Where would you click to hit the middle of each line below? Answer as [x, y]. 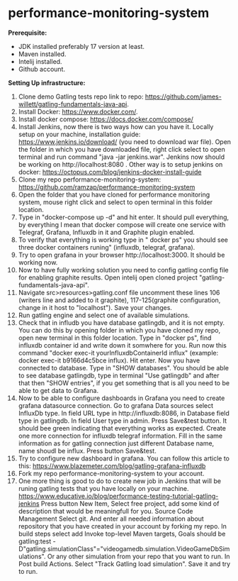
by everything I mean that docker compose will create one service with [122, 224]
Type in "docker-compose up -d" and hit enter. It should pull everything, [124, 217]
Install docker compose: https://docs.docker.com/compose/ [106, 119]
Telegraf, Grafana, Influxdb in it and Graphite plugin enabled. [107, 232]
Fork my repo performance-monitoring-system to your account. [111, 473]
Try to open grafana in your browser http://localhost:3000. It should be [121, 255]
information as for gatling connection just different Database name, [116, 443]
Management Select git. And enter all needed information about [111, 519]
